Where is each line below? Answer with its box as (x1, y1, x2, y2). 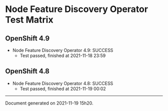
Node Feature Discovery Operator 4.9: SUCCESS (12, 47, 113, 53)
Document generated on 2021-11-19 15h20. (5, 100, 93, 106)
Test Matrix (5, 14, 53, 25)
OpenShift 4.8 (5, 67, 50, 75)
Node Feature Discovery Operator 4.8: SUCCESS (12, 80, 113, 86)
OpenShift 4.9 (5, 34, 50, 42)
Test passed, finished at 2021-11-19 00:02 (19, 85, 106, 91)
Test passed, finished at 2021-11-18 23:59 (19, 52, 106, 58)
